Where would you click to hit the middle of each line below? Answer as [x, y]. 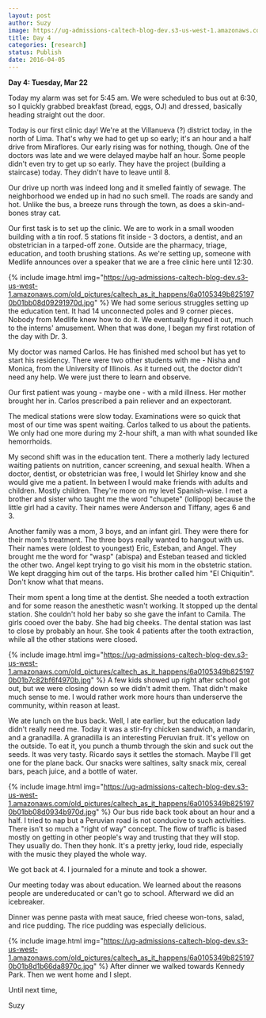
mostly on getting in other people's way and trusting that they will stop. [124, 837]
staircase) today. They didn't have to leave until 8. [89, 172]
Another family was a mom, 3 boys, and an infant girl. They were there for [129, 531]
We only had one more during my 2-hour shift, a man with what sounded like [133, 432]
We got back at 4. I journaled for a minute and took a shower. [108, 869]
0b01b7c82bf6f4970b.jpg [49, 680]
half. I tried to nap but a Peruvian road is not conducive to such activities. [127, 820]
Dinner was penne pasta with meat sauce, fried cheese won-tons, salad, [126, 916]
